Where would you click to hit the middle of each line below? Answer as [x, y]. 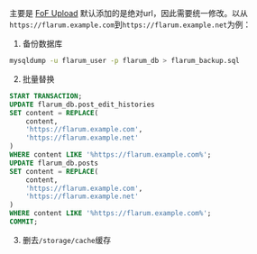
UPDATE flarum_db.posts [54, 163]
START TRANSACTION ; [46, 96]
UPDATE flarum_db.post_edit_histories [82, 104]
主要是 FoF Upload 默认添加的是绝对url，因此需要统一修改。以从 [128, 13]
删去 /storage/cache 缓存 [67, 240]
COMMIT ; [24, 222]
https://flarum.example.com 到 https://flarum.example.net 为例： [130, 24]
